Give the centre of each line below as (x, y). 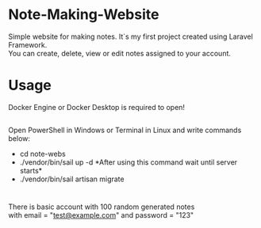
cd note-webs (42, 154)
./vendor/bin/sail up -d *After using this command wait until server (129, 162)
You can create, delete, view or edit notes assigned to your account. (120, 53)
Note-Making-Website (84, 15)
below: (19, 139)
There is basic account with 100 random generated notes (102, 207)
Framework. (28, 44)
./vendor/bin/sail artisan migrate (72, 179)
